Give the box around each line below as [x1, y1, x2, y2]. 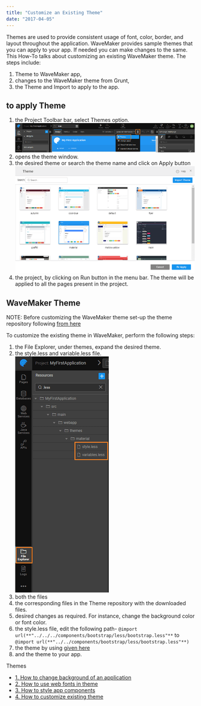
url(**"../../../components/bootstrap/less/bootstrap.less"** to [14, 632, 179, 639]
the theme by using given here [14, 644, 90, 651]
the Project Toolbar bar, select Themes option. [14, 116, 130, 124]
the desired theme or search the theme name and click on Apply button [14, 160, 191, 167]
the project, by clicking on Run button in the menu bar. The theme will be [14, 274, 194, 282]
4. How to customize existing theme [14, 693, 103, 701]
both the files [14, 593, 48, 600]
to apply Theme [6, 100, 66, 110]
